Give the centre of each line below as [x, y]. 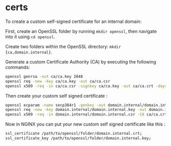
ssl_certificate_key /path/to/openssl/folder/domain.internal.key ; [78, 138]
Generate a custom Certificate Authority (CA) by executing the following [81, 62]
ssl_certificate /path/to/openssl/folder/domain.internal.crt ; [74, 134]
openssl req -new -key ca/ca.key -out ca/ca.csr [58, 81]
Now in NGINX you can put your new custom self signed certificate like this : [85, 124]
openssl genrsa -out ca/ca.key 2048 [44, 76]
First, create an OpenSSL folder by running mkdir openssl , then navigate [81, 31]
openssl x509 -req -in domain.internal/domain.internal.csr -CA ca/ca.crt [86, 114]
